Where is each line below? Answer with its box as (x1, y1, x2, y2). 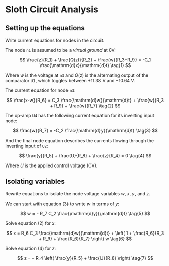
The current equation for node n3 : (5, 87, 76, 93)
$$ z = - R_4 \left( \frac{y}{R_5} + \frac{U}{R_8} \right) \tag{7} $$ (17, 255, 153, 261)
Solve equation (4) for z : (5, 245, 56, 251)
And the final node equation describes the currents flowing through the (5, 138, 154, 143)
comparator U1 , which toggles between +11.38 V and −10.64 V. (5, 78, 136, 83)
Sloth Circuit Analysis (5, 4, 99, 15)
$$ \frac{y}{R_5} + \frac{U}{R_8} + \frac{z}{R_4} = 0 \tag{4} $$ (19, 153, 152, 158)
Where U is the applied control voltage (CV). (5, 162, 98, 169)
